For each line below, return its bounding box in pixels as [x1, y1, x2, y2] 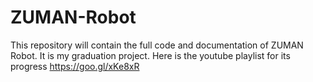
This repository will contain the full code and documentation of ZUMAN [10, 39, 304, 51]
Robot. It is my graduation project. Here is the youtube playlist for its [10, 49, 291, 61]
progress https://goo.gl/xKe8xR [10, 60, 140, 72]
